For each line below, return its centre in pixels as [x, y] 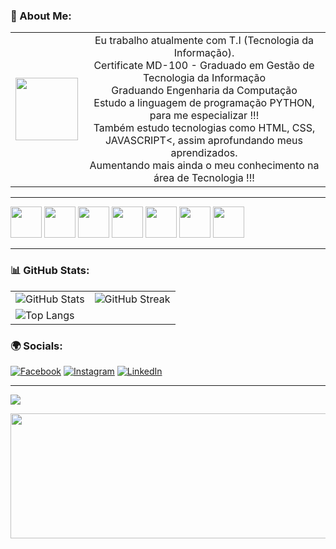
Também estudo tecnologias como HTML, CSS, [204, 128]
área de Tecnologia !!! [204, 178]
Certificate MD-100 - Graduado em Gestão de [204, 66]
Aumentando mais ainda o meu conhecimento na [204, 166]
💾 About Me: [41, 16]
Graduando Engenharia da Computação [204, 91]
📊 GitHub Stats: [50, 271]
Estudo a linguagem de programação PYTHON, [204, 103]
